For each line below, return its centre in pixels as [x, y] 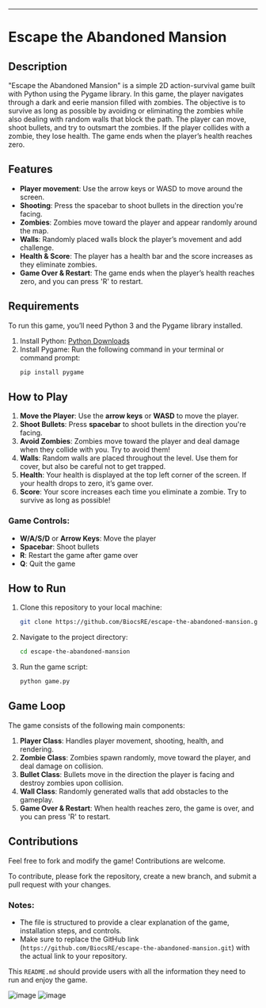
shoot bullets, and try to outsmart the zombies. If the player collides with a [129, 127]
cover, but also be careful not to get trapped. [93, 467]
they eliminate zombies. [58, 264]
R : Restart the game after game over [79, 555]
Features [30, 169]
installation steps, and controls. [70, 930]
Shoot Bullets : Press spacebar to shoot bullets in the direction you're [133, 425]
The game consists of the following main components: [97, 725]
